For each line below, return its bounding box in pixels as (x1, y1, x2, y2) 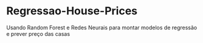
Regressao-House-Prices (6, 4, 138, 18)
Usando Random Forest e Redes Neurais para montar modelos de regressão (6, 24, 198, 31)
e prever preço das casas (6, 30, 71, 37)
